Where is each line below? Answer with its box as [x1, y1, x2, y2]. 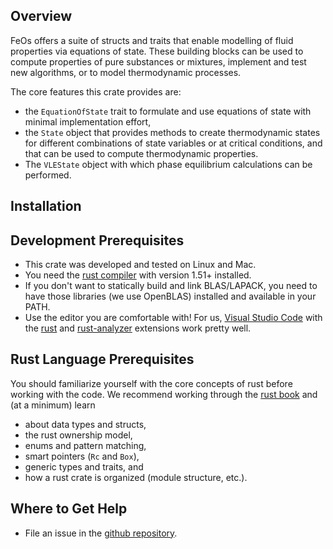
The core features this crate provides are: [10, 85, 182, 98]
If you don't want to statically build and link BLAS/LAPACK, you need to [24, 280, 318, 292]
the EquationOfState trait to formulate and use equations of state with [24, 105, 312, 117]
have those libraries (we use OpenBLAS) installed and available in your [24, 290, 317, 303]
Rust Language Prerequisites [10, 351, 195, 368]
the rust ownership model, [24, 429, 133, 441]
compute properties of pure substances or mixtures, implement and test [10, 55, 307, 68]
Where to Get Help [10, 500, 128, 518]
